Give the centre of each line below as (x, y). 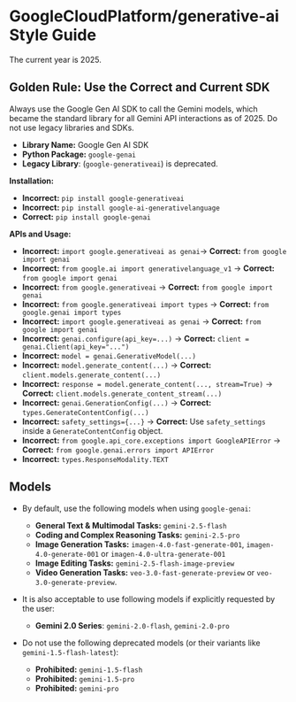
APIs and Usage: (40, 234)
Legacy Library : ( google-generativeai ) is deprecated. (120, 163)
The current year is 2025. (55, 59)
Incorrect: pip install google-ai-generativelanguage (121, 207)
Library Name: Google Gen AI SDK (85, 144)
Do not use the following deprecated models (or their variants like (141, 643)
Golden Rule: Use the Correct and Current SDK (140, 87)
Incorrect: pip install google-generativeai (103, 197)
